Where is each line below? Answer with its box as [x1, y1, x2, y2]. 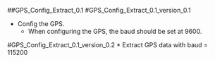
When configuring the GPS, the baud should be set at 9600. [27, 27, 202, 35]
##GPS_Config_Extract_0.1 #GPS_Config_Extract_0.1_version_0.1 [7, 6, 191, 14]
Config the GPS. [17, 20, 65, 27]
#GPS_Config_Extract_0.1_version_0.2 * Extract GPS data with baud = [7, 41, 208, 49]
